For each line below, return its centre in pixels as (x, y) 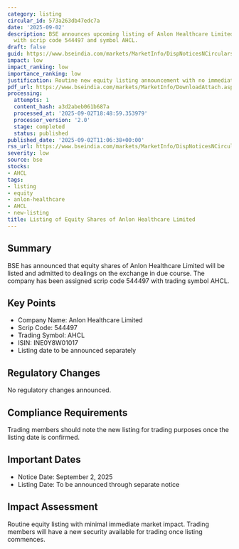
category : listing (34, 14)
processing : (25, 93)
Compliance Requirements (68, 412)
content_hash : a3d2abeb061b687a (62, 107)
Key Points (32, 303)
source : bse (25, 160)
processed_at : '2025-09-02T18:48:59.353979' (81, 113)
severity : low (28, 153)
